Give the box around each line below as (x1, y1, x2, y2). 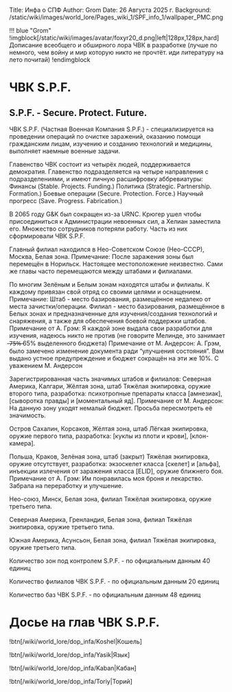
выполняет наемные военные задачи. (9, 147, 121, 155)
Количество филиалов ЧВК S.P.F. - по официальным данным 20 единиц (9, 577, 220, 586)
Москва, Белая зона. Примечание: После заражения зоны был (9, 253, 194, 260)
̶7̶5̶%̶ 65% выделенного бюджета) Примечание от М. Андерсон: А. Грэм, (9, 339, 222, 347)
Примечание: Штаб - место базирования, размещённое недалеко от (9, 295, 211, 303)
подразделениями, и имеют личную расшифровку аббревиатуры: (9, 175, 203, 183)
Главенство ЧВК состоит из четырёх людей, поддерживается (9, 161, 191, 168)
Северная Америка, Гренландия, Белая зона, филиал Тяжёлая (9, 516, 192, 524)
